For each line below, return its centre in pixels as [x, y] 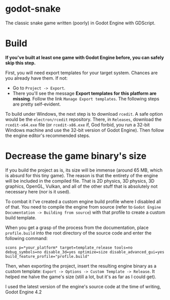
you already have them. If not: [37, 78]
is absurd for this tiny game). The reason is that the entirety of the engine [82, 175]
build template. [21, 218]
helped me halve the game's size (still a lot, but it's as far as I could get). [81, 277]
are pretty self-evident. [37, 104]
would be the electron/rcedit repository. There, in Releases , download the [83, 119]
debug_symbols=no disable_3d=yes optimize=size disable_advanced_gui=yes [85, 252]
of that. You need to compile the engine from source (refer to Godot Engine [83, 207]
